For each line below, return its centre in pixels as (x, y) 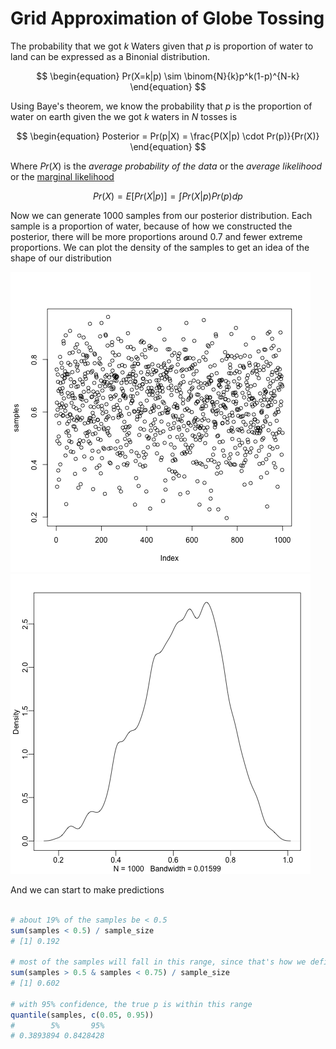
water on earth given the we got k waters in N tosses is (124, 116)
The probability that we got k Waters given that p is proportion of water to (162, 46)
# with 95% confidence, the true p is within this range (131, 1004)
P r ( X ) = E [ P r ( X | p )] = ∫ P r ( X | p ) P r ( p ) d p (168, 196)
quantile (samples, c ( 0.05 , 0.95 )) (82, 1015)
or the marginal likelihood (62, 176)
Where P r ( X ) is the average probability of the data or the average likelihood (166, 166)
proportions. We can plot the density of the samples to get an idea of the (160, 247)
